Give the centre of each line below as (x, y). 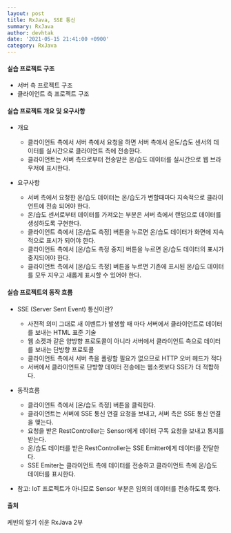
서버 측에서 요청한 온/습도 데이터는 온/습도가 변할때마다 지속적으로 (116, 197)
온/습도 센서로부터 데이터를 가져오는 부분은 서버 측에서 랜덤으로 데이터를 (124, 215)
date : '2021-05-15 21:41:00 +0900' (58, 39)
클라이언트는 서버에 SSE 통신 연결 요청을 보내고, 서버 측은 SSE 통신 (118, 413)
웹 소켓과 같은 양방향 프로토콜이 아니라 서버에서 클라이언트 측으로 (115, 341)
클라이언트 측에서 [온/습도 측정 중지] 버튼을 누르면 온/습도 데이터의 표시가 (125, 249)
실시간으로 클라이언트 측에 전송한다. (94, 151)
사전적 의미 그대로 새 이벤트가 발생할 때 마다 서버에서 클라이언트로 (116, 323)
